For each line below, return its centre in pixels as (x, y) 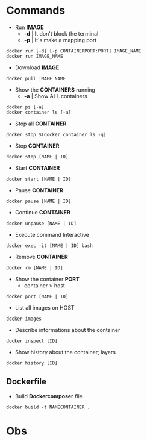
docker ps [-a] (25, 107)
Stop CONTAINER (37, 146)
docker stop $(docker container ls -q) (56, 134)
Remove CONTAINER (41, 257)
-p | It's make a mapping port (60, 40)
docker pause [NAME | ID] (39, 201)
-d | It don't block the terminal (61, 33)
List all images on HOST (45, 307)
